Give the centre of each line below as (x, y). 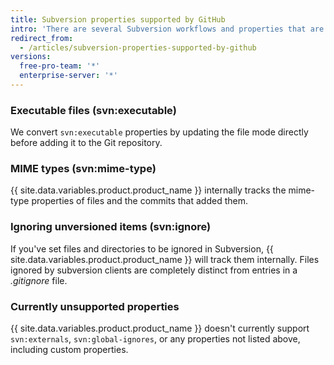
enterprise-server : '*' (68, 76)
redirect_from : (42, 38)
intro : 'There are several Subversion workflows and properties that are (167, 29)
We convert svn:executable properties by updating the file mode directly (159, 132)
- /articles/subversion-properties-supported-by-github (138, 47)
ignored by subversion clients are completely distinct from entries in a (154, 270)
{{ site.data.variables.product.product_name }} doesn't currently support (160, 328)
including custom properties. (69, 350)
